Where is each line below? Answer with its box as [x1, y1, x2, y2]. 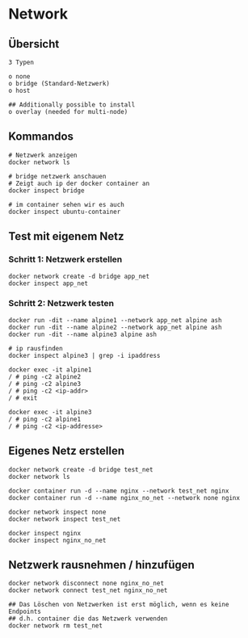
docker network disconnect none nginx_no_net [8, 579, 164, 588]
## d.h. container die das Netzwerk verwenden [8, 615, 168, 623]
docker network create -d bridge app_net [8, 272, 150, 280]
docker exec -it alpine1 [8, 365, 92, 374]
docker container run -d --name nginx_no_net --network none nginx [8, 493, 241, 502]
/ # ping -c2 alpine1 [8, 415, 82, 423]
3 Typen [8, 58, 35, 66]
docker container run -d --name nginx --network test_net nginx [8, 486, 229, 495]
